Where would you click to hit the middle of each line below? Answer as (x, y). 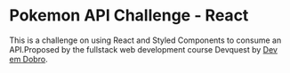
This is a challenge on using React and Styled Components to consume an (145, 40)
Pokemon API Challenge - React (129, 16)
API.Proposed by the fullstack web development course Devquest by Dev (144, 49)
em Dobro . (28, 59)
